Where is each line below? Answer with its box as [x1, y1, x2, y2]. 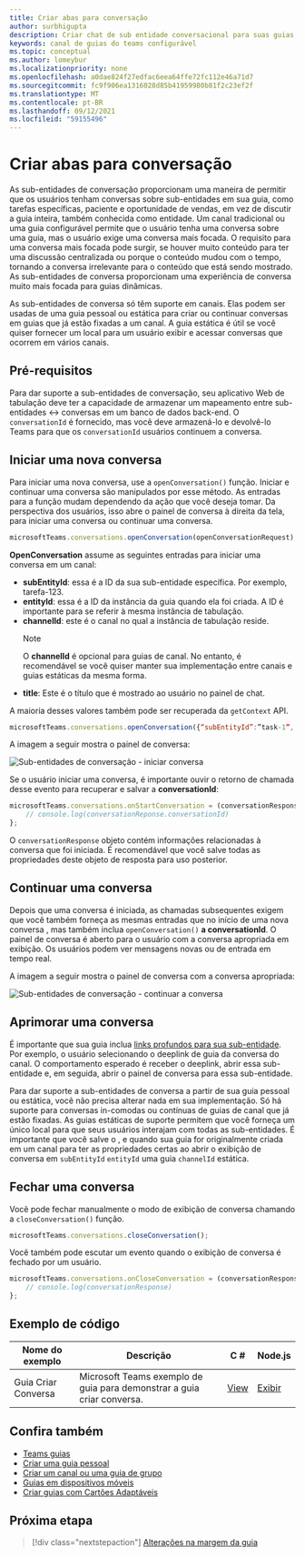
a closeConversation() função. [9, 1213, 124, 1224]
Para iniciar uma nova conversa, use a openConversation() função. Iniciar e [9, 477, 290, 487]
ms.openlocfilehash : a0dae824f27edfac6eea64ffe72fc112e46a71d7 [9, 73, 254, 82]
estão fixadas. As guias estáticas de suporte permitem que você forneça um [9, 1114, 295, 1125]
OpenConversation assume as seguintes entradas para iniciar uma [9, 549, 261, 560]
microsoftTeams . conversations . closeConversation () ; [9, 1231, 209, 1240]
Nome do [22, 1343, 63, 1356]
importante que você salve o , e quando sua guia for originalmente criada [9, 1133, 284, 1144]
